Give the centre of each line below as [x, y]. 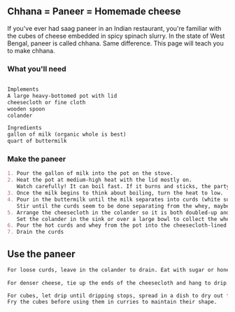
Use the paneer [41, 254]
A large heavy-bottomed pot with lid [62, 96]
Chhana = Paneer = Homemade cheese [94, 12]
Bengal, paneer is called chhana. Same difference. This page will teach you [115, 43]
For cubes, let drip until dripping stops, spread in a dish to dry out [115, 296]
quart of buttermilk [37, 141]
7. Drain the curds [36, 232]
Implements [23, 90]
